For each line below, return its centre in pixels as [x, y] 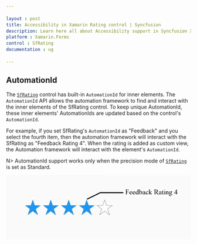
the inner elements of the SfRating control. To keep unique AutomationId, [94, 107]
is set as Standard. [28, 167]
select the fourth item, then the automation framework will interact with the [96, 137]
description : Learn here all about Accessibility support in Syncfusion [97, 31]
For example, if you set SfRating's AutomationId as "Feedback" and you [92, 131]
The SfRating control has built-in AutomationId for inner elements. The [91, 94]
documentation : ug [30, 50]
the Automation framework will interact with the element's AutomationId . [93, 149]
